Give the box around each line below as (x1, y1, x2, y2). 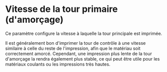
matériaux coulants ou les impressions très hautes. (5, 61, 111, 67)
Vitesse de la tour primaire (5, 3, 118, 15)
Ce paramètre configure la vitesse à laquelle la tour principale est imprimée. (5, 30, 162, 36)
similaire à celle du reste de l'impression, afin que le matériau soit (5, 45, 141, 51)
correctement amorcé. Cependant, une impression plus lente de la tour (5, 51, 152, 57)
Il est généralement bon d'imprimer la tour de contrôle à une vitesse (5, 40, 146, 46)
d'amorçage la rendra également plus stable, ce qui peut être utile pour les (5, 56, 160, 62)
